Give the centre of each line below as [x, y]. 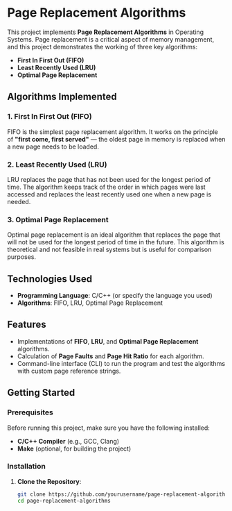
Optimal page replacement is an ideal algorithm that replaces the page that [114, 235]
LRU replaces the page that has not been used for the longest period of [109, 179]
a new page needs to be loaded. [53, 146]
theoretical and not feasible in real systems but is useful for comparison [109, 250]
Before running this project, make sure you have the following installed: [108, 428]
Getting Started [41, 393]
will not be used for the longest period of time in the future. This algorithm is [116, 242]
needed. [19, 201]
